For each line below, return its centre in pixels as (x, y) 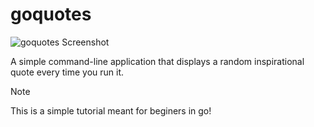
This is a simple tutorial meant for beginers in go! (111, 110)
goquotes (51, 14)
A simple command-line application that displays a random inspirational (157, 61)
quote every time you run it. (67, 72)
